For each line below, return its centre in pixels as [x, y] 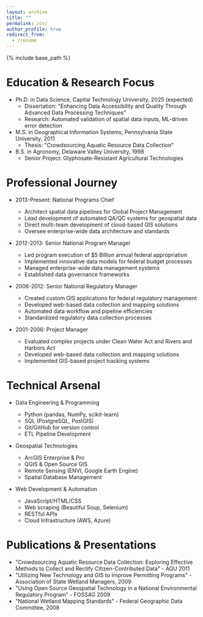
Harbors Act [40, 348]
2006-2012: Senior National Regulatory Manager [76, 286]
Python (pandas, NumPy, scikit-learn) [72, 414]
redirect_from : [26, 35]
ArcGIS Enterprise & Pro [54, 457]
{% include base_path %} [39, 58]
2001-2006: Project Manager [52, 329]
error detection [43, 125]
